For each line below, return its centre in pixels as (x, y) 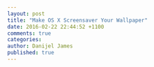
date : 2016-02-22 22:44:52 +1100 (56, 27)
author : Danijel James (40, 46)
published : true (31, 53)
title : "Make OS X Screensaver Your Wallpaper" (78, 20)
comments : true (29, 33)
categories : (24, 40)
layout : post (26, 14)
